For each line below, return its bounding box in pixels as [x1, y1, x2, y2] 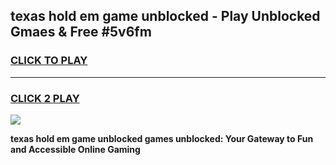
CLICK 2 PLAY [10, 91, 80, 105]
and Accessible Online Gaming [10, 143, 141, 155]
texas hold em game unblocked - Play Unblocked [10, 8, 321, 25]
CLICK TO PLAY [10, 54, 88, 68]
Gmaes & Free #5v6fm [10, 24, 152, 41]
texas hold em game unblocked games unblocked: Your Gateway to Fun [10, 132, 314, 144]
